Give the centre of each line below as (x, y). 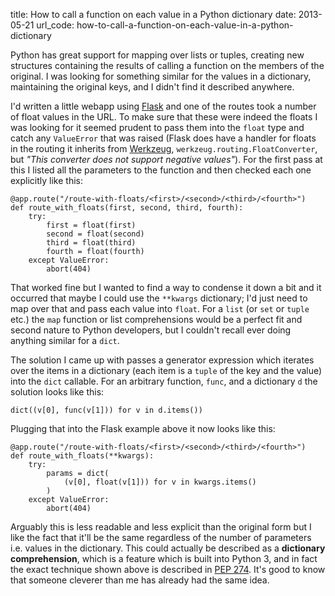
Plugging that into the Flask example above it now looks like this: (143, 428)
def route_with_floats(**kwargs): (82, 456)
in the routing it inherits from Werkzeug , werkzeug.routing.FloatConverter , (164, 148)
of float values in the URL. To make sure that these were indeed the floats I (164, 117)
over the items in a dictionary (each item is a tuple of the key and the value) (166, 370)
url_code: (55, 25)
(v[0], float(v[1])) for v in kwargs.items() (160, 482)
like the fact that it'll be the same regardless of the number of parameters (161, 537)
